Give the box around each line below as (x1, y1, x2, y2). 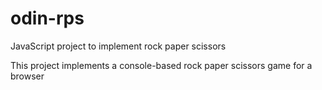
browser (10, 70, 45, 82)
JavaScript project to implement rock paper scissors (10, 40, 227, 52)
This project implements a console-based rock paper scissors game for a (10, 59, 313, 71)
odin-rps (10, 7, 85, 30)
